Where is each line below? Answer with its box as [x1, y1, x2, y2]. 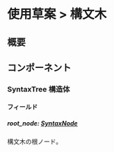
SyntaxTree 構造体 [7, 84, 70, 94]
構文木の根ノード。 [7, 137, 63, 146]
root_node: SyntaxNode [7, 119, 78, 128]
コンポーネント [7, 62, 72, 74]
